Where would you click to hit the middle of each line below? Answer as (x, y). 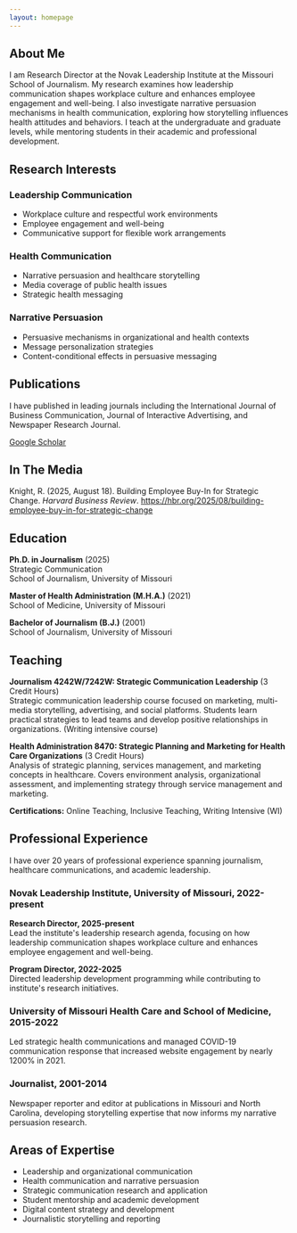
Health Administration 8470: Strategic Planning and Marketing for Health (147, 746)
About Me (37, 54)
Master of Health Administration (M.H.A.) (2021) (100, 596)
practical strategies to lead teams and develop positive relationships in (139, 719)
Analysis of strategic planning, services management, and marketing (135, 765)
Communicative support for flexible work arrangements (124, 234)
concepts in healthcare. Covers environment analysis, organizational (135, 774)
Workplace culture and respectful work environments (120, 214)
